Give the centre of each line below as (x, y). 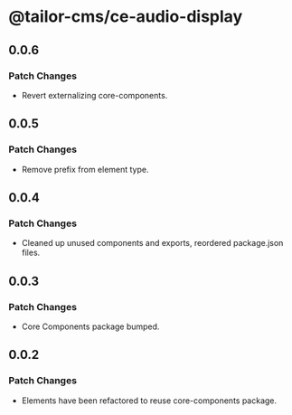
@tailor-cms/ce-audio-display (126, 17)
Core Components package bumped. (90, 326)
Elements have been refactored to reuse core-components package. (149, 401)
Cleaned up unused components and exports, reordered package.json (152, 243)
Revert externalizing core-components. (94, 95)
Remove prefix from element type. (85, 169)
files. (31, 253)
